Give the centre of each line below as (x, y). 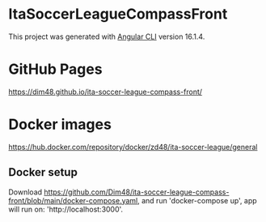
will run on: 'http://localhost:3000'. (66, 209)
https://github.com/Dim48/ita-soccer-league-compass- (137, 192)
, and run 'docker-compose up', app (197, 200)
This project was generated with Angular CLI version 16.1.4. (107, 36)
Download (25, 192)
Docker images (60, 124)
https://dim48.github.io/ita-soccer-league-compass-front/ (106, 92)
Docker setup (43, 172)
